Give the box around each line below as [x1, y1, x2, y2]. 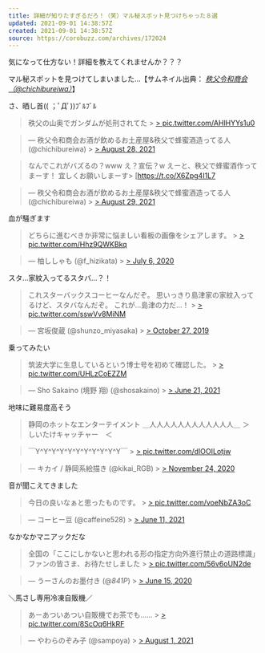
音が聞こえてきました [8, 481, 78, 490]
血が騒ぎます [8, 213, 50, 223]
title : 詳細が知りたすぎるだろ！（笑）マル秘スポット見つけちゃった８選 [8, 11, 219, 20]
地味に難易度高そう [8, 403, 72, 412]
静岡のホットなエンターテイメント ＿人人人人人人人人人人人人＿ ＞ [27, 420, 250, 429]
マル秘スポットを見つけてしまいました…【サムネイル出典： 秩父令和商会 [8, 74, 248, 84]
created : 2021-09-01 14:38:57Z [8, 26, 113, 34]
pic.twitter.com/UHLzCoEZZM [27, 369, 127, 379]
